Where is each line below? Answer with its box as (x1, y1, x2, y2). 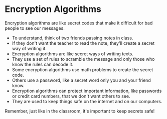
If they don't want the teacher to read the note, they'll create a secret (12, 40, 155, 46)
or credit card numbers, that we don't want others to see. (12, 93, 130, 99)
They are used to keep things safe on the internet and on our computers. (12, 98, 162, 104)
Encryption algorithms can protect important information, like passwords (12, 88, 162, 94)
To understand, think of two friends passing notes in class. (12, 35, 133, 41)
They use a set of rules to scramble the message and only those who (12, 56, 155, 62)
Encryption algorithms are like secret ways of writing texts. (12, 51, 133, 57)
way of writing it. (12, 45, 47, 51)
